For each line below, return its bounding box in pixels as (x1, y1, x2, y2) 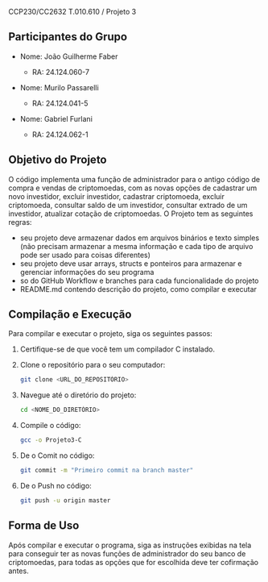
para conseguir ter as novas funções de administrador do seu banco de (8, 548, 246, 559)
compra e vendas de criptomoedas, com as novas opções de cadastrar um (8, 183, 258, 193)
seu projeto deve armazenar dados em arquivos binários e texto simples (19, 233, 260, 243)
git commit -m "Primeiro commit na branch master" (19, 467, 194, 475)
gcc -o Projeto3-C (19, 436, 82, 444)
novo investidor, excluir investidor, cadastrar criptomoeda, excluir (8, 191, 225, 201)
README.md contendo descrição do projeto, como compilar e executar (19, 284, 258, 293)
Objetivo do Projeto (8, 153, 107, 167)
